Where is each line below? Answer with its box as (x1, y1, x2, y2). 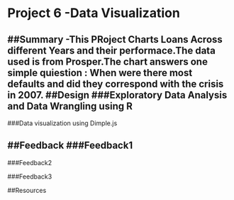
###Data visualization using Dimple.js (7, 119, 118, 127)
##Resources (7, 186, 47, 194)
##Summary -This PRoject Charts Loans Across (7, 33, 223, 46)
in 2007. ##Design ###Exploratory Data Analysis (7, 89, 228, 101)
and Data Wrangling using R (7, 100, 133, 112)
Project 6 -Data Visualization (7, 5, 181, 21)
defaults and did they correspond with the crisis (7, 78, 224, 90)
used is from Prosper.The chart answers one (7, 56, 208, 68)
